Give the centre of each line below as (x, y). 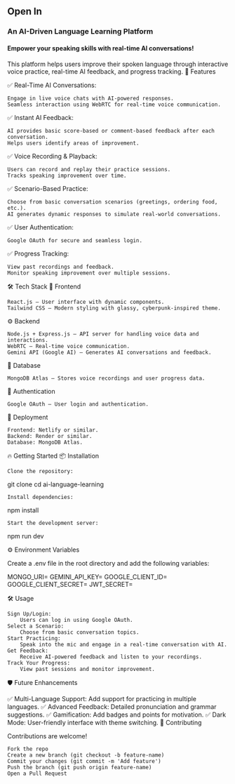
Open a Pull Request (38, 773)
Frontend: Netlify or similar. (53, 430)
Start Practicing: (34, 638)
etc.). (17, 208)
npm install (23, 510)
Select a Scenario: (36, 626)
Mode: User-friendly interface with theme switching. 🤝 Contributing (105, 722)
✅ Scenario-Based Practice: (48, 188)
